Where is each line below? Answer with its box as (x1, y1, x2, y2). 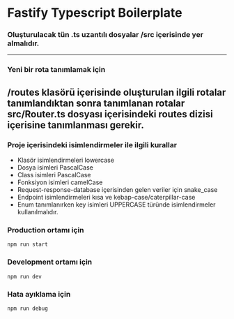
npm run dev (7, 273, 42, 280)
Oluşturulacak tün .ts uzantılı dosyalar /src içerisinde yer (7, 30, 204, 40)
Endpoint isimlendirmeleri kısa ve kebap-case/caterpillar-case (17, 193, 196, 202)
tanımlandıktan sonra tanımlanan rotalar (7, 97, 185, 109)
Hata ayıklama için (7, 289, 71, 299)
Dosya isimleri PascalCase (17, 163, 94, 172)
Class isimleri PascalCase (17, 171, 91, 179)
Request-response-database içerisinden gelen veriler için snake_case (17, 186, 218, 194)
